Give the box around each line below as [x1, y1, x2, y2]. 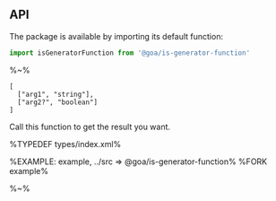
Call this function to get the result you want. [9, 121, 171, 132]
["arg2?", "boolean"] [17, 98, 99, 107]
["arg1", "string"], [17, 90, 94, 99]
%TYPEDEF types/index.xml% [9, 138, 122, 149]
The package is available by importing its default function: [9, 31, 224, 41]
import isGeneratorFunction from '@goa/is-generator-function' [9, 48, 251, 57]
